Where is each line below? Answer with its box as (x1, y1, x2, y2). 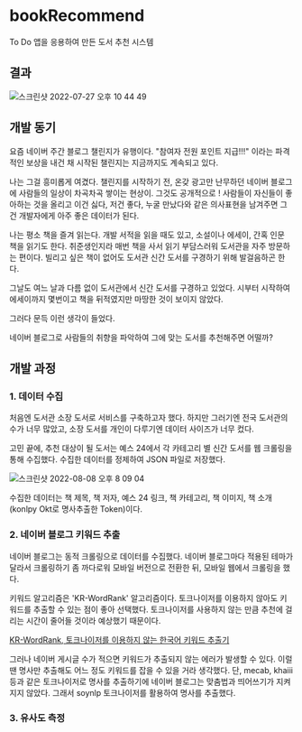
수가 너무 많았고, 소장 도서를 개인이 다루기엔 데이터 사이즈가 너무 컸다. (9, 423, 254, 434)
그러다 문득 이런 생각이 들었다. (9, 312, 115, 323)
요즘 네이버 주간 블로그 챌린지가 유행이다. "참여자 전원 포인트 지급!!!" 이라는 (9, 145, 273, 156)
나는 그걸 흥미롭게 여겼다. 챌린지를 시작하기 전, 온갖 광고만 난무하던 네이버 (9, 176, 269, 187)
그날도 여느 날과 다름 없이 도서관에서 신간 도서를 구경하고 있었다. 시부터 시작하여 (9, 282, 291, 293)
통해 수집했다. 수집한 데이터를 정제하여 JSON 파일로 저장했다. (9, 454, 225, 465)
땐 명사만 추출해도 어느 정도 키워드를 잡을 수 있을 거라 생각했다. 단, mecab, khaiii (9, 664, 293, 675)
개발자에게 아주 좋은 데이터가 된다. (18, 209, 140, 221)
